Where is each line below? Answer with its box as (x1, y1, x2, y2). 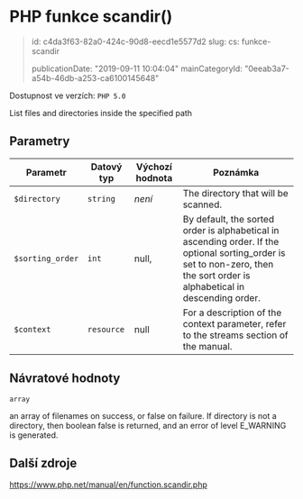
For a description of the (182, 306, 282, 319)
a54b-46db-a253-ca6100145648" (31, 72, 160, 83)
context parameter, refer (182, 317, 287, 330)
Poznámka (213, 166, 260, 178)
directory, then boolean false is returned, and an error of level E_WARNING (9, 420, 287, 431)
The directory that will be (182, 186, 289, 199)
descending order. (182, 291, 262, 304)
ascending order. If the (182, 235, 280, 248)
